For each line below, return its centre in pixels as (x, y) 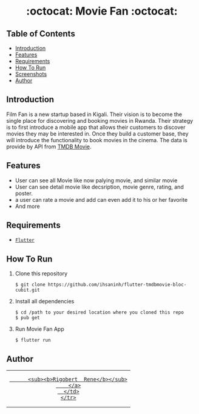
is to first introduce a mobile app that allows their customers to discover (96, 127)
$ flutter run (33, 340)
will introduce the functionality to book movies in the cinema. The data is (97, 140)
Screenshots (31, 74)
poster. (24, 193)
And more (28, 206)
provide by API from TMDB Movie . (49, 147)
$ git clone (30, 285)
